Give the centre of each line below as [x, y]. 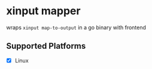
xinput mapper [43, 11]
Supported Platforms [46, 46]
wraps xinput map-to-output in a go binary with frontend [76, 27]
